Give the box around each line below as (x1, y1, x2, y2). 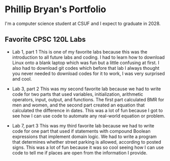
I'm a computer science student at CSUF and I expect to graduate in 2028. (5, 20, 161, 26)
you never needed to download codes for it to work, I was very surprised (12, 70, 165, 76)
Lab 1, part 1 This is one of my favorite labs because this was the (12, 48, 148, 55)
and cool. (12, 75, 32, 82)
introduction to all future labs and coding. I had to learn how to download (12, 54, 165, 60)
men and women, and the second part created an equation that (12, 102, 145, 108)
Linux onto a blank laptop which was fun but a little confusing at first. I (12, 60, 160, 66)
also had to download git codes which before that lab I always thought (12, 65, 160, 71)
